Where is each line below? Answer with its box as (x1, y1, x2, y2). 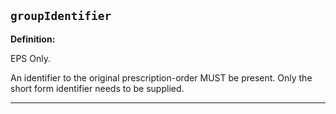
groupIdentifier (10, 9, 112, 24)
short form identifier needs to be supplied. (10, 82, 185, 94)
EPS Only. (10, 52, 51, 64)
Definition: (10, 33, 56, 45)
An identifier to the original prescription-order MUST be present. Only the (10, 71, 313, 84)
